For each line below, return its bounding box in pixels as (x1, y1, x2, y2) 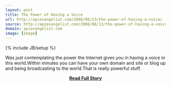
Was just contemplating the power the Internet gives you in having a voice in (5, 55, 165, 61)
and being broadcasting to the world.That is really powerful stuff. (5, 65, 141, 71)
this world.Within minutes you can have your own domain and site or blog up (5, 60, 166, 66)
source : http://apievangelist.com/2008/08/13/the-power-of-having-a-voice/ (5, 21, 169, 27)
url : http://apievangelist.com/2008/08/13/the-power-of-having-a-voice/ (5, 17, 163, 22)
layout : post (5, 7, 33, 13)
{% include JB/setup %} (5, 45, 56, 51)
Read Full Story (69, 75, 102, 81)
